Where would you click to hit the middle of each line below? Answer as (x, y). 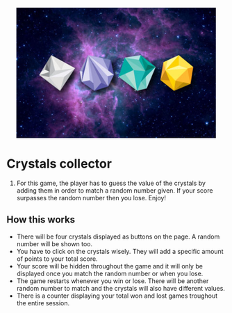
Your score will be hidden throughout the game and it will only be (109, 266)
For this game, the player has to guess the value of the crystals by (111, 183)
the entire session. (43, 303)
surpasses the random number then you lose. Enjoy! (91, 198)
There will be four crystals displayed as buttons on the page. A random (118, 236)
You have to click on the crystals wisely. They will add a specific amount (120, 251)
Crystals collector (59, 164)
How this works (41, 220)
